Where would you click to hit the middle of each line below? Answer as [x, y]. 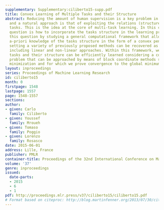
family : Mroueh [25, 123]
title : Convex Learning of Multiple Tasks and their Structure [71, 14]
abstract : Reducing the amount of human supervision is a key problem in [82, 19]
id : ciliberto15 [21, 77]
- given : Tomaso [21, 127]
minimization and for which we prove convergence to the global [76, 64]
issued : [13, 173]
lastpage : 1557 [20, 91]
